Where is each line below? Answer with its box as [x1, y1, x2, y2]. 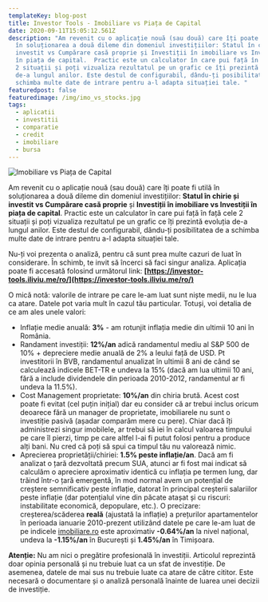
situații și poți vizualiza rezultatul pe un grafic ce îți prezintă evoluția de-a [8, 217, 248, 226]
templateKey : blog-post [8, 11, 88, 20]
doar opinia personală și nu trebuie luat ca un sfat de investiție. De [8, 559, 226, 568]
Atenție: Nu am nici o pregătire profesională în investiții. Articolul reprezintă [8, 551, 256, 560]
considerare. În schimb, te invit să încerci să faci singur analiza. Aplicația [8, 257, 247, 268]
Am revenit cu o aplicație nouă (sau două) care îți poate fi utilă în [8, 183, 220, 193]
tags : [8, 101, 26, 109]
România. [19, 331, 51, 341]
